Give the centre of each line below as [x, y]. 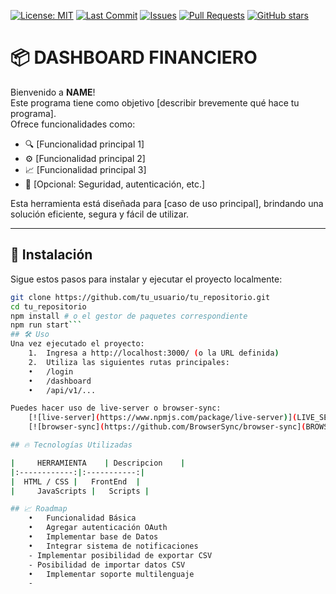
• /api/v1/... [62, 390]
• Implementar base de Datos [93, 537]
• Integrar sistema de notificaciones [113, 546]
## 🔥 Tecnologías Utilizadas [71, 445]
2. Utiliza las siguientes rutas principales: [129, 362]
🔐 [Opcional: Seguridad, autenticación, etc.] [115, 184]
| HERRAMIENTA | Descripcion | [98, 463]
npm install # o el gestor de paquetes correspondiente [129, 316]
